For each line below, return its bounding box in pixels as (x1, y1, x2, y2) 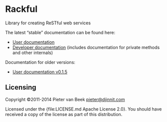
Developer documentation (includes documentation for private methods (12, 44, 160, 50)
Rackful (5, 3, 38, 15)
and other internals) (12, 50, 53, 56)
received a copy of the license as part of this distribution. (5, 111, 123, 117)
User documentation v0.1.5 (12, 68, 68, 75)
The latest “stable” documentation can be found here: (5, 29, 116, 35)
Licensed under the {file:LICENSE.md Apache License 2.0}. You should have (5, 106, 162, 112)
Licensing (5, 83, 36, 92)
